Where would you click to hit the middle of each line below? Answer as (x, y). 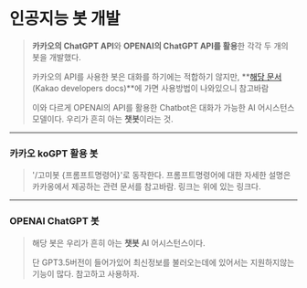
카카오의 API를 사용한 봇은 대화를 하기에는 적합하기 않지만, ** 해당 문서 (157, 76)
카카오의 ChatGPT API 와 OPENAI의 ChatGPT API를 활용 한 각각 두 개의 (160, 46)
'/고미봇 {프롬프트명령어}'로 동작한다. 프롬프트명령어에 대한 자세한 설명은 (161, 176)
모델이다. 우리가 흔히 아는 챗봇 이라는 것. (102, 119)
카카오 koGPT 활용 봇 (54, 154)
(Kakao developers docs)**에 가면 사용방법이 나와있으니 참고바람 (150, 88)
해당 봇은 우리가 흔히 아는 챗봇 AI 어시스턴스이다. (118, 242)
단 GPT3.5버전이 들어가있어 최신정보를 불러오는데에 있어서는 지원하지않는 (163, 262)
